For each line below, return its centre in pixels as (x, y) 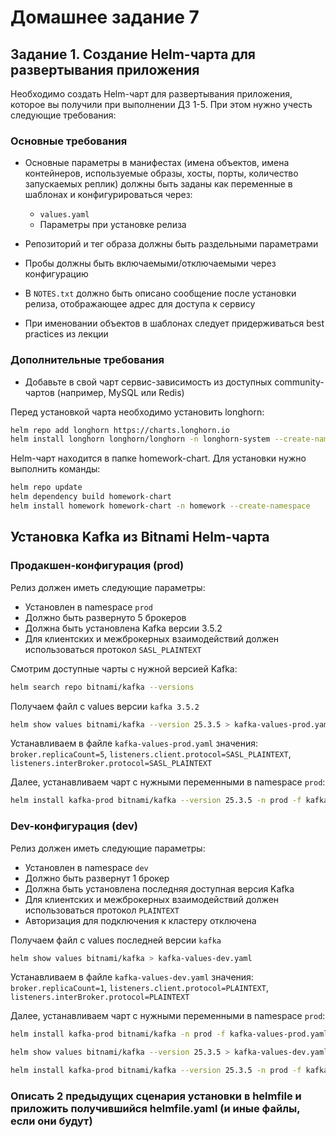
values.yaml (64, 215)
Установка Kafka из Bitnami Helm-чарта (140, 537)
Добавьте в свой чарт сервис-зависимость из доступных (148, 382)
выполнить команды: (55, 469)
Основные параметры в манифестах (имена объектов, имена (157, 163)
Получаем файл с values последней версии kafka (116, 940)
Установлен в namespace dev (86, 867)
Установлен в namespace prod (88, 607)
